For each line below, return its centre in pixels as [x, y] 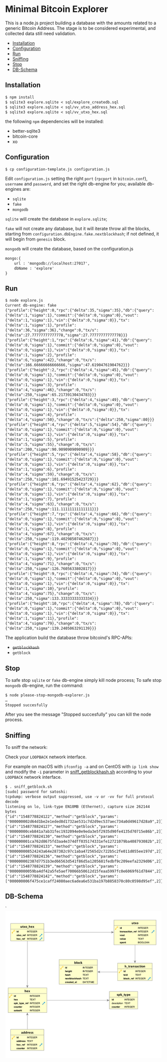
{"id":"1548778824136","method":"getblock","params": [62, 856]
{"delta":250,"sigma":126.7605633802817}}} [51, 569]
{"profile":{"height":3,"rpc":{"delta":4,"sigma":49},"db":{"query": [79, 400]
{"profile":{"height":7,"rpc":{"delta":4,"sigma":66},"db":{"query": [79, 514]
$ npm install [20, 97]
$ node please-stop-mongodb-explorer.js [48, 695]
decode [12, 802]
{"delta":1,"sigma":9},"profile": [41, 559]
